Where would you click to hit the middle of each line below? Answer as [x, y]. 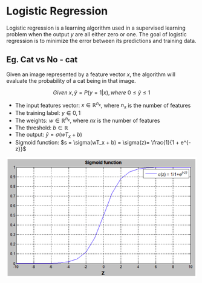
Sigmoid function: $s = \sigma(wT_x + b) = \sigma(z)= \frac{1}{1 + [97, 142]
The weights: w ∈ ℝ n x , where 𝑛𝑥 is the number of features [87, 120]
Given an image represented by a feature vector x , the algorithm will [91, 74]
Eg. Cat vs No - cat [42, 60]
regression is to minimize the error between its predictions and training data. [101, 41]
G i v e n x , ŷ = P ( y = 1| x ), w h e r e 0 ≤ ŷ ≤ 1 [102, 93]
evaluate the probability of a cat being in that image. [71, 80]
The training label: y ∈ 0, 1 [48, 113]
